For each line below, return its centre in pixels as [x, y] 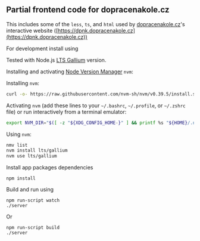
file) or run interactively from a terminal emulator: [66, 112]
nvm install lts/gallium [37, 151]
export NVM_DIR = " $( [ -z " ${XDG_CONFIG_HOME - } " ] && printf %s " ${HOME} [97, 123]
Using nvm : [19, 134]
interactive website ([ [32, 30]
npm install [21, 178]
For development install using [42, 48]
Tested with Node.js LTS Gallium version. [56, 60]
